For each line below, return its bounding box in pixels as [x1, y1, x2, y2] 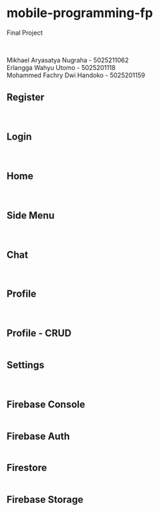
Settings [6, 359, 45, 371]
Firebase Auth [6, 430, 70, 442]
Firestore [6, 462, 47, 474]
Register [6, 91, 45, 103]
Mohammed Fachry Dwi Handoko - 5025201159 [6, 71, 145, 79]
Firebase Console [6, 398, 85, 410]
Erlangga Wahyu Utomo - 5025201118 [6, 63, 116, 72]
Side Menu [6, 209, 55, 221]
